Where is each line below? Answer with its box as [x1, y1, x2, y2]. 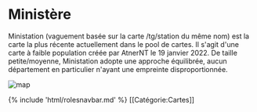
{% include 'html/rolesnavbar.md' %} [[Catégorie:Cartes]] [8, 95, 194, 104]
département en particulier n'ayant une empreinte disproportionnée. [8, 64, 229, 74]
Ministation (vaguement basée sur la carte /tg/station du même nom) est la [8, 31, 249, 41]
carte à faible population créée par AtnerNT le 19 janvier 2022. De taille [8, 48, 237, 57]
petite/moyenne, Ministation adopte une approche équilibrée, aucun [8, 56, 227, 66]
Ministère [8, 5, 72, 23]
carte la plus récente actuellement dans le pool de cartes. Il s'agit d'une [8, 39, 239, 49]
